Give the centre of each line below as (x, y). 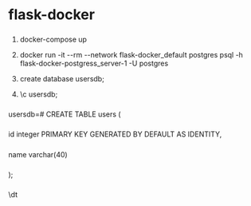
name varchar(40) (38, 154)
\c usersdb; (39, 94)
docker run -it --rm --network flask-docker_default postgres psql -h (131, 54)
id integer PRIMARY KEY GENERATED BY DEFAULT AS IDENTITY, (115, 134)
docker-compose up (53, 39)
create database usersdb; (62, 78)
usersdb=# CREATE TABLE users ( (65, 114)
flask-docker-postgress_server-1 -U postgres (94, 63)
